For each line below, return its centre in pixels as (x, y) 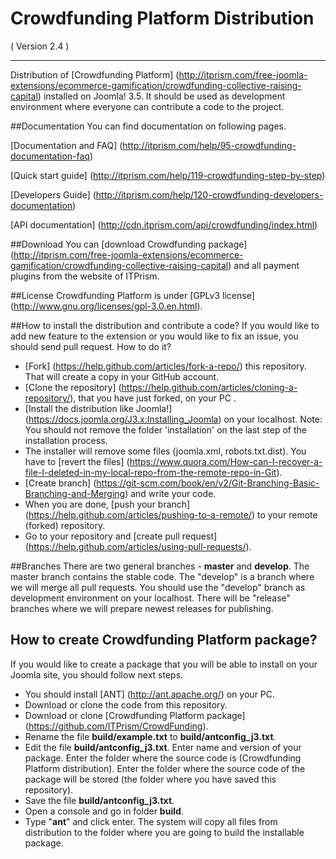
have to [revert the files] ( (77, 461)
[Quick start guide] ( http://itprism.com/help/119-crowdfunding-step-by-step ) (168, 175)
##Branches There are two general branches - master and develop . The (160, 566)
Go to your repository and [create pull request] (121, 536)
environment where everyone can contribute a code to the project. (147, 106)
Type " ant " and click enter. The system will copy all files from (151, 821)
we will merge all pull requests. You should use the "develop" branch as (158, 587)
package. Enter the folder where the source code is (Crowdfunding (163, 758)
